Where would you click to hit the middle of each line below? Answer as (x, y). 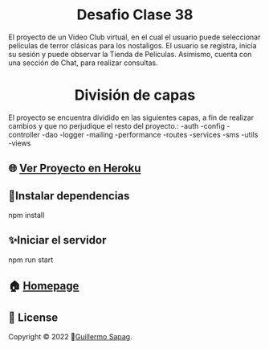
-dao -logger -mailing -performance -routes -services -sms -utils (150, 134)
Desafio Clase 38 (135, 15)
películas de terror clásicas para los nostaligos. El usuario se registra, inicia (132, 45)
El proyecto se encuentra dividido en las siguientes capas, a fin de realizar (131, 117)
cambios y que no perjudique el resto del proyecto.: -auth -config (116, 125)
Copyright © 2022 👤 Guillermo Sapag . (70, 337)
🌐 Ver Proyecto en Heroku (75, 168)
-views (20, 143)
